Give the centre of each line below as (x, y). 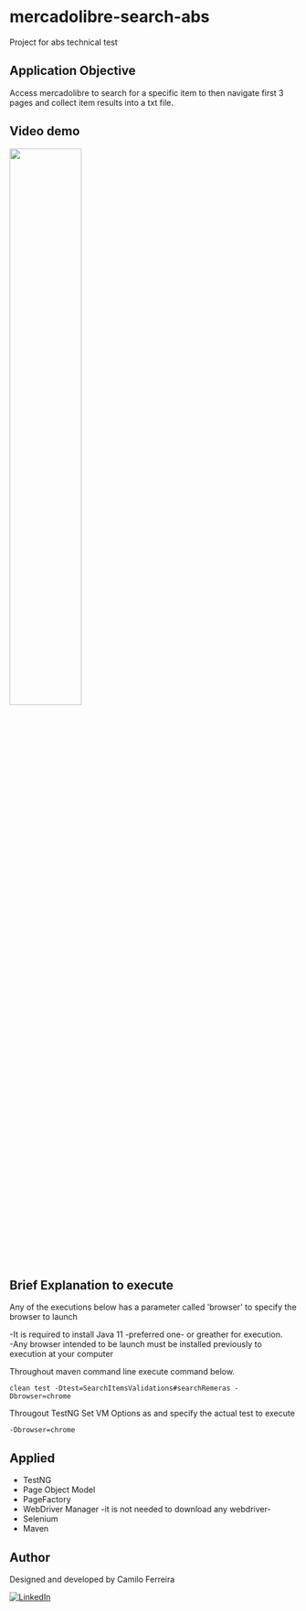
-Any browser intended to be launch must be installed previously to (136, 1344)
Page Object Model (59, 1490)
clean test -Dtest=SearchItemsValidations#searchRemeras (120, 1389)
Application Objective (73, 71)
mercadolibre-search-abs (110, 17)
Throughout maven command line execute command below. (122, 1372)
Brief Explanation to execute (91, 1285)
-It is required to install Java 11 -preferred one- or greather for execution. (146, 1334)
